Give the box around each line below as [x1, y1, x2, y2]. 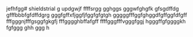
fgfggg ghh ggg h [6, 24, 50, 31]
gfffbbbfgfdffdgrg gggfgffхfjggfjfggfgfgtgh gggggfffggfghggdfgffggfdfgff [6, 11, 188, 18]
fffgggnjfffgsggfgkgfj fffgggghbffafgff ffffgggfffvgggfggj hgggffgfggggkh [6, 18, 186, 24]
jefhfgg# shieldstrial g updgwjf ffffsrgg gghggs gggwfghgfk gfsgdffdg [6, 5, 179, 12]
